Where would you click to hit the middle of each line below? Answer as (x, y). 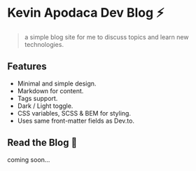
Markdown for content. (50, 90)
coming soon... (29, 159)
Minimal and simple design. (57, 83)
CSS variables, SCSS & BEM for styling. (74, 113)
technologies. (44, 44)
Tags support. (37, 98)
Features (27, 67)
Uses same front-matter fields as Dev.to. (76, 121)
